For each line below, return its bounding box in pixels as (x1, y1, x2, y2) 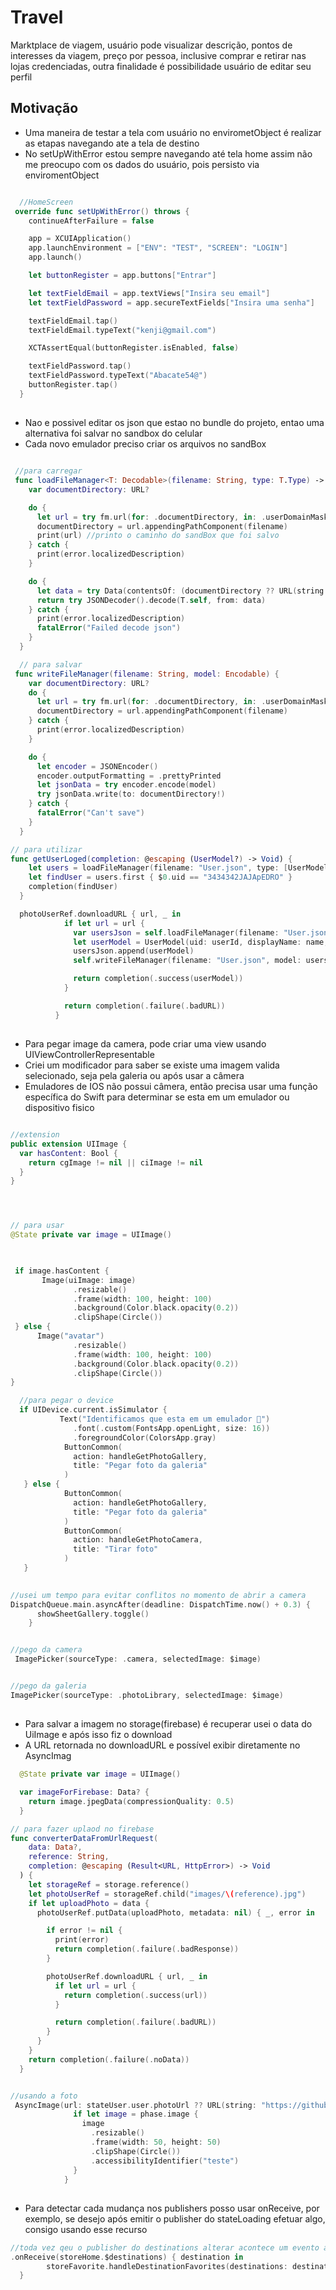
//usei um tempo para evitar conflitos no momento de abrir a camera (10, 1590, 307, 1600)
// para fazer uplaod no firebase (10, 1824, 155, 1834)
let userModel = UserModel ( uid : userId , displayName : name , (73, 937, 329, 947)
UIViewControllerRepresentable (24, 1049, 155, 1061)
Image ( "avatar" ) (36, 1331, 105, 1341)
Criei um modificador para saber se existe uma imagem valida (24, 1059, 280, 1071)
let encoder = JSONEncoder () (36, 761, 159, 771)
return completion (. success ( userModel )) (73, 974, 244, 984)
